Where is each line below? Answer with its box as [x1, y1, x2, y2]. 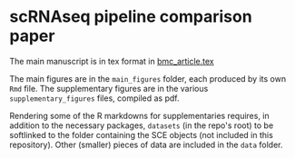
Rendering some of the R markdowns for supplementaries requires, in [9, 110, 270, 121]
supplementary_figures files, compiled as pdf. [9, 93, 180, 104]
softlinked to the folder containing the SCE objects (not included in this [9, 129, 274, 140]
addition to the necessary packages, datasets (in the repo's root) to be [9, 120, 274, 131]
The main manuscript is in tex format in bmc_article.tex [9, 55, 215, 66]
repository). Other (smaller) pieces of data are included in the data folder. [9, 139, 283, 150]
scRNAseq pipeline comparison [9, 6, 252, 27]
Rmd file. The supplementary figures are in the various [9, 83, 209, 94]
